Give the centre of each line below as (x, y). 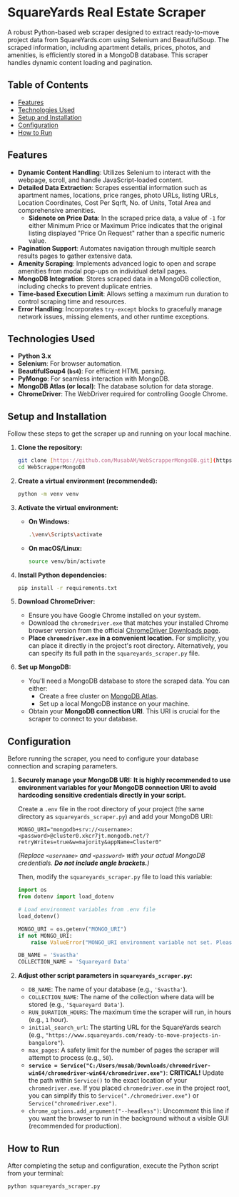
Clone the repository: (50, 448)
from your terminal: (36, 1173)
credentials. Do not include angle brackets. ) (83, 863)
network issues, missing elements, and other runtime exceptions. (113, 316)
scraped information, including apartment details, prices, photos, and (109, 47)
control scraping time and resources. (72, 301)
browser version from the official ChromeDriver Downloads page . (124, 631)
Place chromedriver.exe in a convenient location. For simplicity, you (129, 638)
